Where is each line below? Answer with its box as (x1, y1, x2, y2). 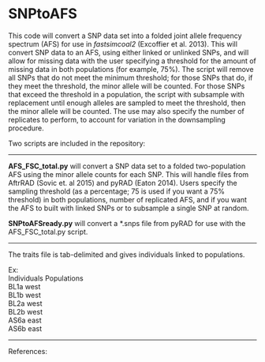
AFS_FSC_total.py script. (8, 227, 88, 236)
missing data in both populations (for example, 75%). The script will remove (8, 64, 254, 74)
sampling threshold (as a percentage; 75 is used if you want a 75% (8, 187, 225, 196)
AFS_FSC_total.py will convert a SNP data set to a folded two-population (8, 161, 246, 171)
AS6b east (8, 323, 42, 333)
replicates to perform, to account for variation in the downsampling (8, 115, 226, 124)
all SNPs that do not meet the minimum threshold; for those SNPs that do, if (8, 73, 253, 82)
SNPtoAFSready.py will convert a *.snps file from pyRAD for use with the (8, 218, 246, 228)
